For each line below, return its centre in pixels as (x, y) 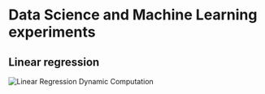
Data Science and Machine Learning (133, 15)
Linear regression (54, 62)
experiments (52, 32)
